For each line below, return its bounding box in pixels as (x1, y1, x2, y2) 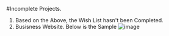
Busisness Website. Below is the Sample (15, 23, 117, 30)
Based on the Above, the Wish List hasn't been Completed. (15, 17, 164, 23)
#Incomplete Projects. (6, 5, 62, 12)
